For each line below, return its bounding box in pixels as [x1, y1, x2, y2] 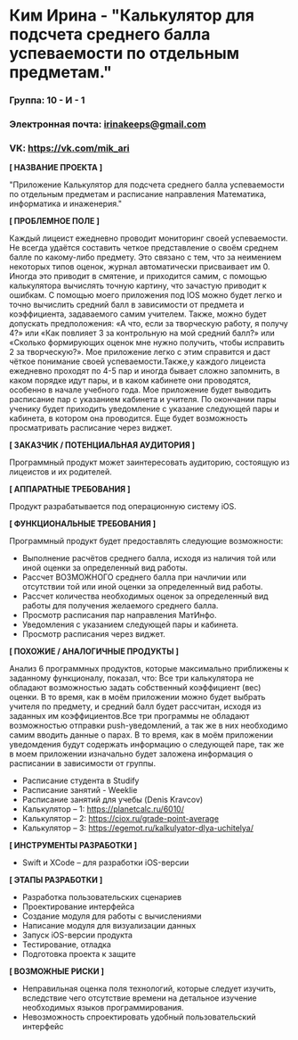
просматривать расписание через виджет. [9, 423, 173, 433]
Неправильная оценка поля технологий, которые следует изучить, [21, 983, 277, 995]
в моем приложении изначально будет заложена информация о [9, 748, 254, 759]
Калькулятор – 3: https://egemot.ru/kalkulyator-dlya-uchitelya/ [21, 822, 254, 834]
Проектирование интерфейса [21, 902, 135, 912]
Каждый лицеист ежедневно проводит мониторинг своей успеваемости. [9, 233, 288, 243]
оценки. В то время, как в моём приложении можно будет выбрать [9, 692, 266, 703]
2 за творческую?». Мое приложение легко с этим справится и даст [9, 347, 271, 358]
